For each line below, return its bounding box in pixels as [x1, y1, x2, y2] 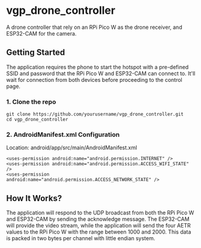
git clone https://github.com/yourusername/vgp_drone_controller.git [6, 111, 184, 117]
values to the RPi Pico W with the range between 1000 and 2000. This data [6, 228, 191, 235]
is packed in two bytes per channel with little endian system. [6, 235, 155, 242]
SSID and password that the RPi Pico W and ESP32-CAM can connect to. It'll [6, 70, 196, 77]
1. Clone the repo [6, 98, 56, 106]
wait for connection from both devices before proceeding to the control [6, 76, 182, 83]
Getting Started [6, 48, 65, 58]
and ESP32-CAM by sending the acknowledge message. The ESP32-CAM [6, 215, 190, 223]
